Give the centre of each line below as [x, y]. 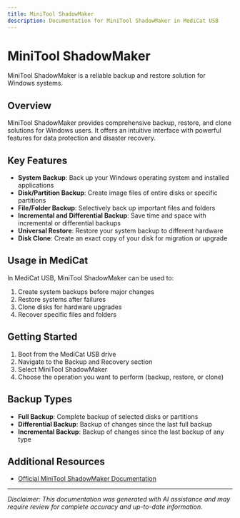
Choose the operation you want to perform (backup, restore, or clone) [121, 377]
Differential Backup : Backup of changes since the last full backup [115, 424]
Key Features [37, 160]
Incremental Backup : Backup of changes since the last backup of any [121, 432]
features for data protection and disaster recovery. [81, 138]
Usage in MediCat [48, 261]
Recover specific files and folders [67, 314]
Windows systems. [35, 83]
